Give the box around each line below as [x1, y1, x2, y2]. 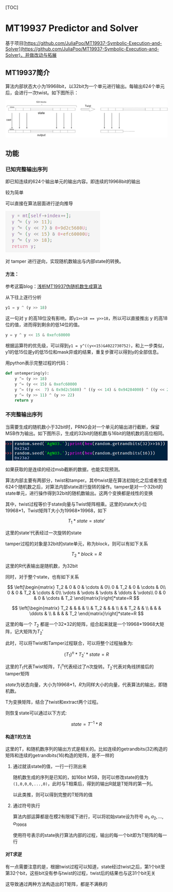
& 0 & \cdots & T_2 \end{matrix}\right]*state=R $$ [33, 594, 140, 601]
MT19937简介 [5, 68, 50, 77]
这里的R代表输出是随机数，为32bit [5, 563, 78, 569]
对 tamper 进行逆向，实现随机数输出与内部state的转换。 [5, 258, 124, 265]
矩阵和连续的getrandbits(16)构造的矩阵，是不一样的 [5, 753, 114, 759]
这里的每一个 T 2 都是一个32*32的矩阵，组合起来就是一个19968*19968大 [5, 621, 160, 628]
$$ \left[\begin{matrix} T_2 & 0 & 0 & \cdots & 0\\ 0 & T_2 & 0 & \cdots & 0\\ [7, 584, 166, 590]
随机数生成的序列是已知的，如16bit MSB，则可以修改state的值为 [12, 774, 148, 780]
